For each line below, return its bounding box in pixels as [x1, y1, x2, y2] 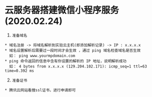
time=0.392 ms [5, 68, 35, 73]
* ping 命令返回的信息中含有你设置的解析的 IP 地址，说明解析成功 [5, 58, 126, 63]
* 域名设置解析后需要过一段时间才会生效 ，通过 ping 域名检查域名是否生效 [5, 48, 141, 53]
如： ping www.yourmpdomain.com [9, 53, 76, 58]
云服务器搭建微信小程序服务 [5, 4, 119, 16]
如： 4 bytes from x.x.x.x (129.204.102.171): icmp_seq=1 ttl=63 [9, 63, 147, 69]
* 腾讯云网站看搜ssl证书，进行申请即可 [5, 87, 76, 92]
